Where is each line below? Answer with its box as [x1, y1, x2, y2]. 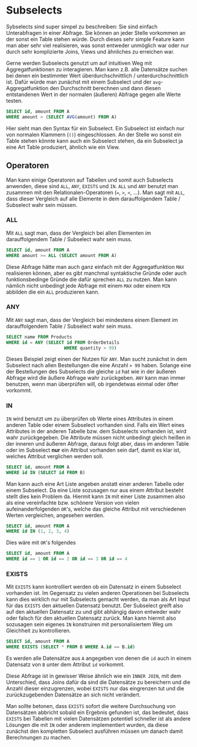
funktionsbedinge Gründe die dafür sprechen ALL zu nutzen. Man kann [6, 275, 178, 283]
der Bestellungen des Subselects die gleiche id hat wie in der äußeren [6, 368, 176, 375]
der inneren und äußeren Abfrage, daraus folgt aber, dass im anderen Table [6, 440, 189, 447]
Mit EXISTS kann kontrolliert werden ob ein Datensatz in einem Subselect [6, 583, 181, 590]
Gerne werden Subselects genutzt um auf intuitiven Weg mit [6, 60, 152, 67]
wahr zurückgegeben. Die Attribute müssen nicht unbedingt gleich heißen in [6, 434, 191, 441]
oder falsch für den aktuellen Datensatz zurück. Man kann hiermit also [6, 614, 176, 622]
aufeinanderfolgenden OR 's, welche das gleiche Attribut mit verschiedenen [6, 505, 186, 512]
